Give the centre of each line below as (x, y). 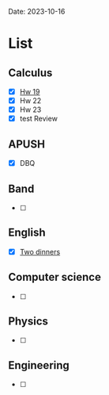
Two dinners (40, 251)
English (27, 233)
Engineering (39, 365)
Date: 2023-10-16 (37, 12)
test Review (38, 119)
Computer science (54, 277)
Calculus (30, 73)
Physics (28, 322)
